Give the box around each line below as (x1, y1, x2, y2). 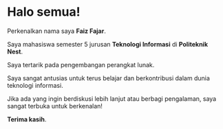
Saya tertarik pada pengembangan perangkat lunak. (7, 60, 155, 69)
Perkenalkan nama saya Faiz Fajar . (7, 27, 107, 35)
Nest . (7, 47, 23, 56)
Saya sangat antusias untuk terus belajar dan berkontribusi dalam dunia (7, 73, 210, 82)
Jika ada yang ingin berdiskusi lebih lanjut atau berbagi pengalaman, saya (7, 94, 217, 103)
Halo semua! (7, 4, 81, 20)
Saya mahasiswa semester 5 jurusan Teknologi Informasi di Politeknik (7, 40, 209, 48)
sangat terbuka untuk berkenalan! (7, 102, 103, 110)
